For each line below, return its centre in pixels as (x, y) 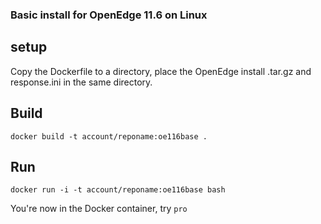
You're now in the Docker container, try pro (99, 209)
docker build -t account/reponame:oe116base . (109, 136)
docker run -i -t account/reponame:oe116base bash (118, 190)
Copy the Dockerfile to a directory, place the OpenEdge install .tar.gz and (161, 71)
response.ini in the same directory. (81, 82)
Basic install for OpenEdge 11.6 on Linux (109, 15)
